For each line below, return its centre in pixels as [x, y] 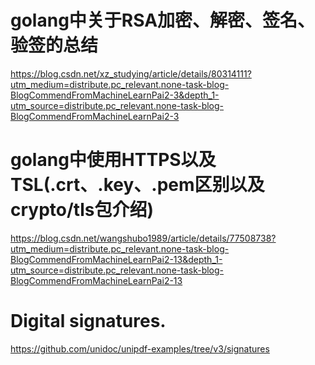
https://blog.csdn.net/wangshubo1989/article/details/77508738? [143, 238]
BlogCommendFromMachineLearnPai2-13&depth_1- [116, 259]
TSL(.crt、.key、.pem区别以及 [137, 185]
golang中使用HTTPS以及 [113, 160]
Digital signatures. [88, 321]
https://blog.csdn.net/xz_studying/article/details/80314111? [131, 73]
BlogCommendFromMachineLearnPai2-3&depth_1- [115, 95]
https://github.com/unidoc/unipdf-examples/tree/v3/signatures [140, 348]
